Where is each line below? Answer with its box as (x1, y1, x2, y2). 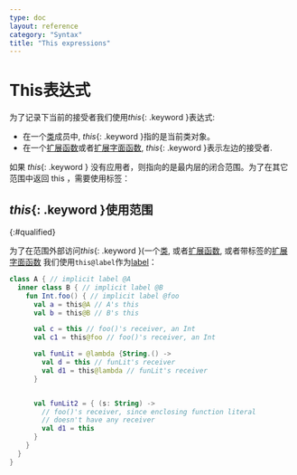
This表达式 (9, 81, 91, 100)
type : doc (9, 13, 47, 23)
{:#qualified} (9, 227, 56, 237)
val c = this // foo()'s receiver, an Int (32, 325, 196, 334)
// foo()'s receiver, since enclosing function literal (42, 407, 256, 416)
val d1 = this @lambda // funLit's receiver (42, 366, 208, 375)
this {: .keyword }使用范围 (9, 202, 153, 217)
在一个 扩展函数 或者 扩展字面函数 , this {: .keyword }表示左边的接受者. (22, 142, 273, 154)
